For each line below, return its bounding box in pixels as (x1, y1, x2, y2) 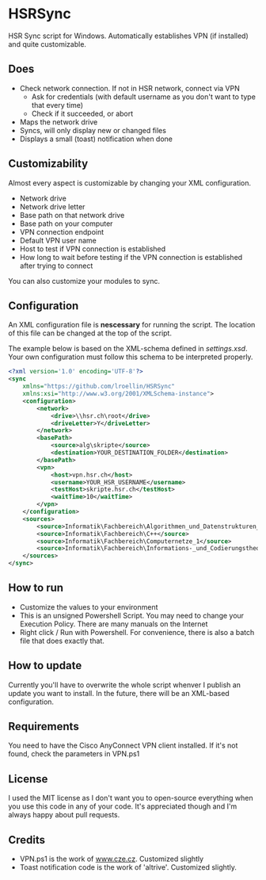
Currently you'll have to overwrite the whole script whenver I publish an (8, 679, 241, 690)
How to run (8, 581, 64, 595)
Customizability (8, 157, 89, 170)
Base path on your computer (19, 219, 113, 228)
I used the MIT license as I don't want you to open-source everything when (8, 794, 253, 803)
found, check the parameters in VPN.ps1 (8, 749, 140, 759)
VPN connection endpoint (19, 227, 104, 236)
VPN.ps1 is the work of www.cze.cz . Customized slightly (19, 854, 204, 864)
